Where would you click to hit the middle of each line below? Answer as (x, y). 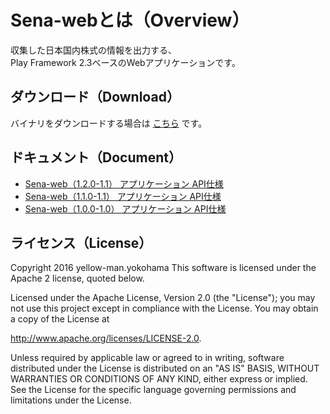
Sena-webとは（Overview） (130, 20)
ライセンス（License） (81, 242)
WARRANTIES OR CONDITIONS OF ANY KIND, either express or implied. (159, 379)
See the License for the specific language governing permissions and (153, 390)
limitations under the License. (71, 400)
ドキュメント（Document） (96, 157)
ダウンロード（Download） (95, 97)
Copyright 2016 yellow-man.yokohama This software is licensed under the (163, 268)
